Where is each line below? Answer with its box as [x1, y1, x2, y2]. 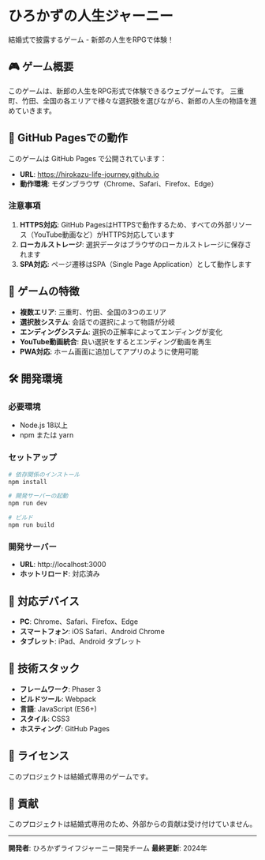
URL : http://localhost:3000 [19, 560, 106, 569]
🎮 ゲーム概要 [8, 60, 74, 73]
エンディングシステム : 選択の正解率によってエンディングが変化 [19, 327, 223, 336]
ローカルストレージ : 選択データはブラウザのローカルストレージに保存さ [19, 239, 252, 249]
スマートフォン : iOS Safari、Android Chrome [19, 627, 166, 637]
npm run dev [8, 499, 47, 508]
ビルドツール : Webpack [19, 694, 96, 704]
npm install [8, 478, 47, 486]
